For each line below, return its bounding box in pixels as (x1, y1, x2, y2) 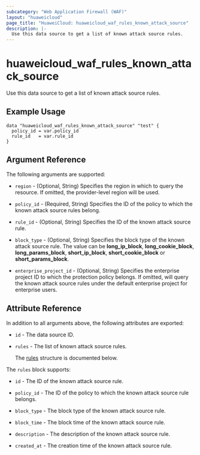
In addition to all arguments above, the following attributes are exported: (6, 319, 184, 327)
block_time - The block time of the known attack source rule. (14, 418, 166, 426)
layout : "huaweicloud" (6, 14, 63, 20)
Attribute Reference (6, 303, 82, 314)
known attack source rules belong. (14, 206, 101, 213)
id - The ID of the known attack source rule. (14, 377, 124, 384)
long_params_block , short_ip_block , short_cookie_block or (14, 249, 166, 256)
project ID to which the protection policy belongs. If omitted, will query (14, 273, 189, 281)
